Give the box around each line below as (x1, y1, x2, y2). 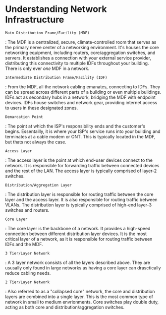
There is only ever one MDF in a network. (5, 65, 90, 71)
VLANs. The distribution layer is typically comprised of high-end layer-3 (5, 202, 152, 208)
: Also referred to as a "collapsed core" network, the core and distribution (5, 288, 155, 294)
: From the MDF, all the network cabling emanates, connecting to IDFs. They (5, 83, 161, 90)
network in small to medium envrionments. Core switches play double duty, (5, 299, 159, 305)
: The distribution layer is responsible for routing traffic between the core (5, 191, 154, 197)
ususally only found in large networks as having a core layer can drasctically (5, 264, 161, 271)
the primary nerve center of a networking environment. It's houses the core (5, 44, 159, 50)
